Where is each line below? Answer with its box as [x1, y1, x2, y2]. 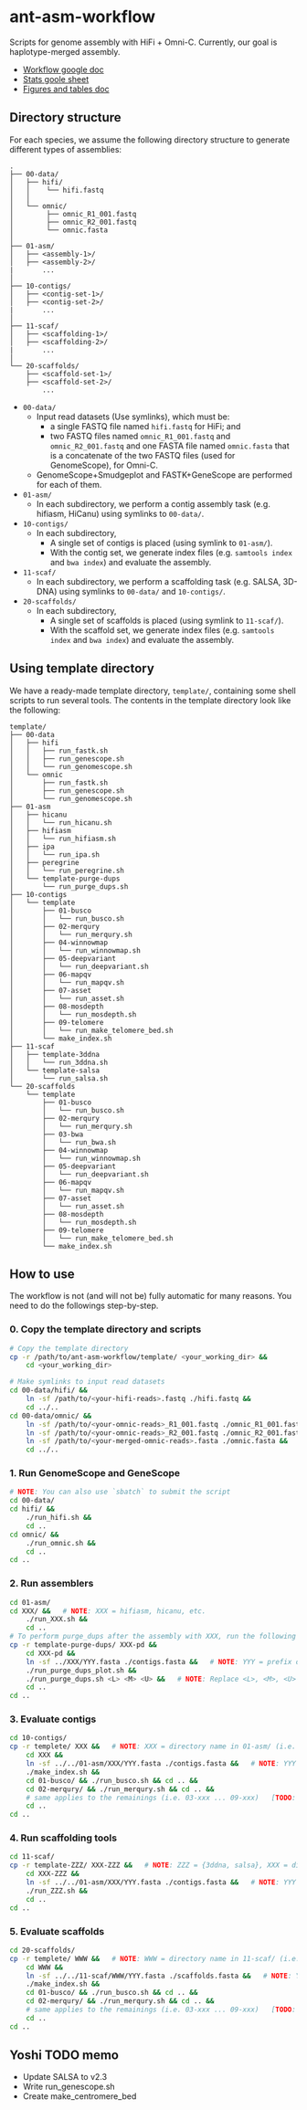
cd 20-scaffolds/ [9, 1946, 76, 1955]
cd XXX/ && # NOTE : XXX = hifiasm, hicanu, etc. [9, 1606, 206, 1616]
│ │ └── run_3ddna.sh [9, 1058, 108, 1067]
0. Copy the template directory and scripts [9, 1323, 202, 1335]
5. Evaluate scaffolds [9, 1925, 105, 1937]
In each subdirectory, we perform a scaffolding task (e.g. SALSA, [36, 575, 281, 586]
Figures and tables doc [22, 83, 110, 94]
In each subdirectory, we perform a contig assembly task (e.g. [36, 498, 271, 509]
